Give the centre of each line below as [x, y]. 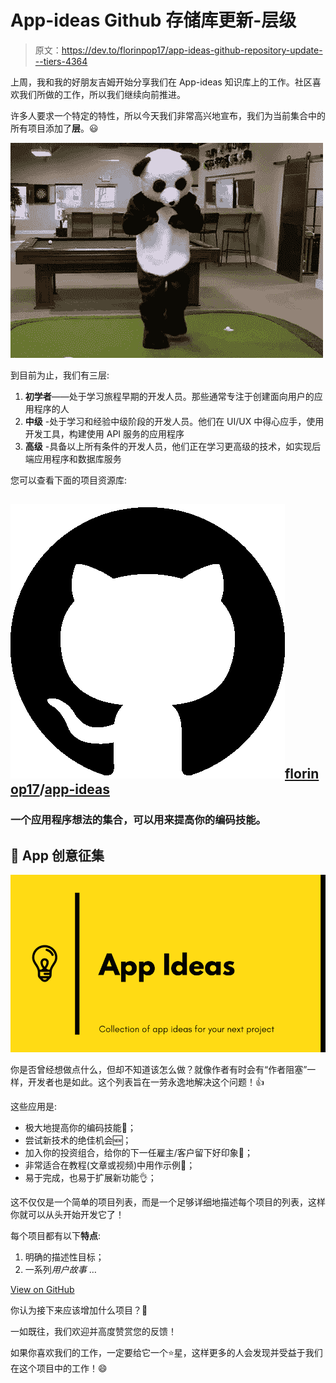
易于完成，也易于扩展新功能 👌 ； [90, 1177]
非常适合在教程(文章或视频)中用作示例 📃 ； [110, 1165]
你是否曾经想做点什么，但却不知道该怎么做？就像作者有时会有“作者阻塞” [159, 1069]
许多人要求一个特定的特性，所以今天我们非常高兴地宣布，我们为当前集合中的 [168, 115]
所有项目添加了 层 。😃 [54, 128]
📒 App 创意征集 [57, 855]
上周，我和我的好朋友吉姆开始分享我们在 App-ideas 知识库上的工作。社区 [161, 82]
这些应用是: [34, 1106]
